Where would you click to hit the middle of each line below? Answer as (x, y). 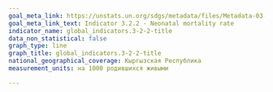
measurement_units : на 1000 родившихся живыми (89, 69)
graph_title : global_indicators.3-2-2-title (85, 53)
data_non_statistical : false (58, 38)
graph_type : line (38, 46)
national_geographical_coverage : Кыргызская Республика (105, 61)
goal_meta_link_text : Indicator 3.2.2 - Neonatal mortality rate (121, 23)
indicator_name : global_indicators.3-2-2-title (91, 31)
